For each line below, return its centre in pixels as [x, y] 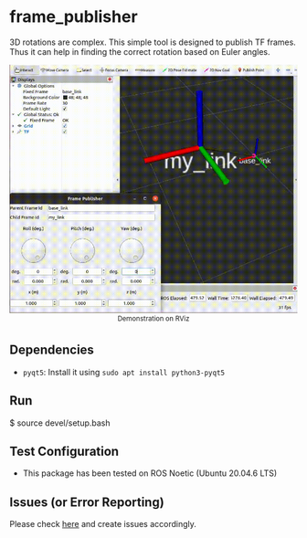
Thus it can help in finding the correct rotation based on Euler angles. [140, 51]
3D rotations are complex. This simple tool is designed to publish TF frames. [153, 42]
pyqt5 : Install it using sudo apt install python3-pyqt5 [124, 372]
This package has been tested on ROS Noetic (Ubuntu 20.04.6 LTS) [150, 473]
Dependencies [52, 350]
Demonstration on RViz [153, 319]
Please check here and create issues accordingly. [103, 524]
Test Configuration [64, 451]
